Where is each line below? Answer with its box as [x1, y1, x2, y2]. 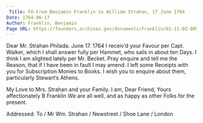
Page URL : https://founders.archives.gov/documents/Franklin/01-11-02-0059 [6, 25, 201, 32]
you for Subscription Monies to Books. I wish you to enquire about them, [6, 68, 186, 75]
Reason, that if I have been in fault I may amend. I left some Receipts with [6, 61, 188, 69]
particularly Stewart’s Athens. [6, 74, 80, 81]
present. [6, 99, 27, 106]
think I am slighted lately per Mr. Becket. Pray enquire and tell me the [6, 55, 178, 62]
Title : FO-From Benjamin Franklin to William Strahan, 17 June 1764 [8, 8, 185, 15]
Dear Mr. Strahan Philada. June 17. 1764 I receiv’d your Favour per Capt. [6, 42, 184, 49]
